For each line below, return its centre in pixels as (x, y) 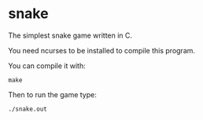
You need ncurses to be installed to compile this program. (101, 50)
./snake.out (28, 109)
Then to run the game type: (52, 94)
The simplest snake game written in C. (70, 35)
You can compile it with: (47, 65)
